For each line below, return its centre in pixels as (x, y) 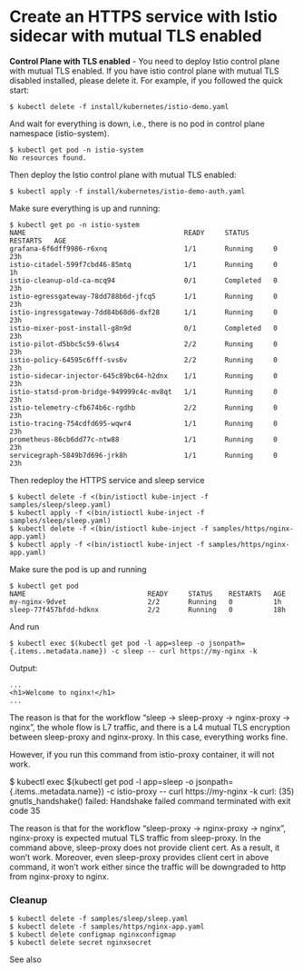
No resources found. (49, 158)
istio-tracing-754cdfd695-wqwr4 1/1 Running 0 (144, 423)
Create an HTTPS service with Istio (144, 17)
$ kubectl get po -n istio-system (75, 224)
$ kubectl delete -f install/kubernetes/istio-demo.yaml (119, 106)
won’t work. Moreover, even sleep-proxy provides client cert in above (139, 857)
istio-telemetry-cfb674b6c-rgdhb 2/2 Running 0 (144, 407)
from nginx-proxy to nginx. (59, 876)
